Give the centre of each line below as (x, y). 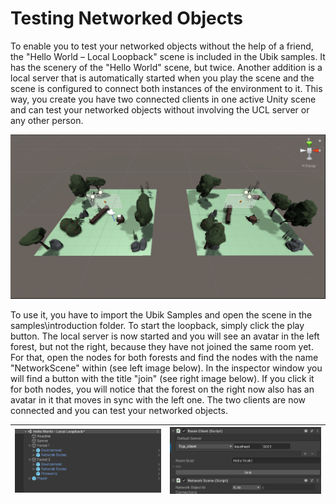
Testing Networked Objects (126, 18)
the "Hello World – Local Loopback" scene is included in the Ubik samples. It (168, 56)
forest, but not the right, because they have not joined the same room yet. (162, 346)
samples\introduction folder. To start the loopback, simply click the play (157, 325)
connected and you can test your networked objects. (119, 410)
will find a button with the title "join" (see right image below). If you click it (162, 378)
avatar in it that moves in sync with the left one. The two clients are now (158, 399)
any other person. (47, 120)
